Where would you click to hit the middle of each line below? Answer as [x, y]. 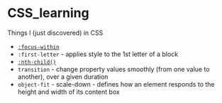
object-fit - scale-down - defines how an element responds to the [116, 84]
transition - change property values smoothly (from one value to [114, 69]
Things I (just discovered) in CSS [55, 33]
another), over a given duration [63, 77]
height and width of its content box [69, 92]
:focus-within [38, 47]
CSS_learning [49, 13]
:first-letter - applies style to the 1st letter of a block [98, 54]
